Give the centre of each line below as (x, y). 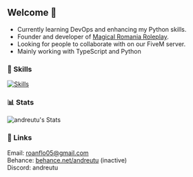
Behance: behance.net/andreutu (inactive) (67, 160)
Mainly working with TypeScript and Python (79, 51)
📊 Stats (21, 103)
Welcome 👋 (32, 13)
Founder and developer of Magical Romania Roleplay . (93, 37)
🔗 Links (20, 138)
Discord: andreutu (33, 167)
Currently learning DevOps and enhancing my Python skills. (102, 29)
